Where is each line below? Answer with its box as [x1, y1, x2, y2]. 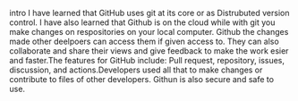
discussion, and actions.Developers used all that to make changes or [9, 64, 263, 75]
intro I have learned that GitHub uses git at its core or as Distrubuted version [9, 8, 290, 18]
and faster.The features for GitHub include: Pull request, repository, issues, [9, 55, 285, 65]
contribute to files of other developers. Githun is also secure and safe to [9, 74, 275, 84]
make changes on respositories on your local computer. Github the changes [9, 27, 289, 37]
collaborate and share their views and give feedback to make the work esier [9, 46, 289, 56]
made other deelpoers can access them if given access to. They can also [9, 36, 279, 46]
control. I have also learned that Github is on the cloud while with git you [9, 17, 276, 28]
